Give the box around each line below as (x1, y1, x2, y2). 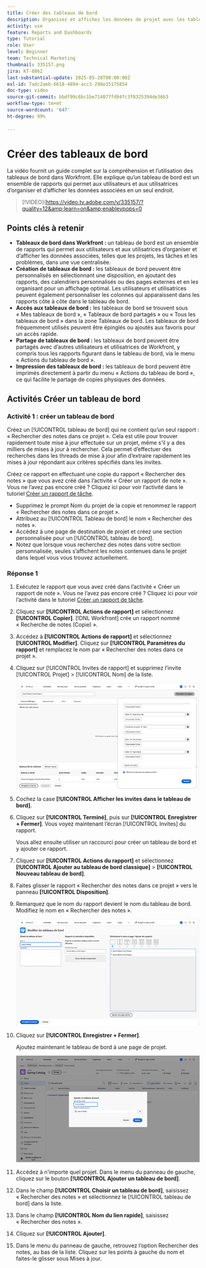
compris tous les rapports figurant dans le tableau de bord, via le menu (15, 350, 195, 357)
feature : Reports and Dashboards (7, 29, 92, 36)
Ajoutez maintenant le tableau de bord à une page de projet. (15, 1043, 167, 1050)
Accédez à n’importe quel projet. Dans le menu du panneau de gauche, (15, 1168, 196, 1175)
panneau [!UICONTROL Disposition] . (15, 889, 110, 896)
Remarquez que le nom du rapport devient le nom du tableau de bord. (15, 900, 192, 908)
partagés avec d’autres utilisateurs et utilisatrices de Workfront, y (15, 343, 180, 351)
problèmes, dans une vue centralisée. (15, 259, 111, 266)
